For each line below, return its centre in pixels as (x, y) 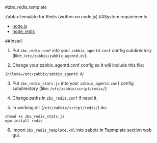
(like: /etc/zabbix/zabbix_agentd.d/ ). (50, 56)
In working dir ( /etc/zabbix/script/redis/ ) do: (60, 107)
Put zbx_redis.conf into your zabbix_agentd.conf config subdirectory (82, 50)
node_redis (24, 31)
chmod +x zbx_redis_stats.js (35, 116)
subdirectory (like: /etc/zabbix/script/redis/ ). (60, 88)
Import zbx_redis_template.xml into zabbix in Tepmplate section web (82, 130)
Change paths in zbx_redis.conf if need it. (55, 98)
